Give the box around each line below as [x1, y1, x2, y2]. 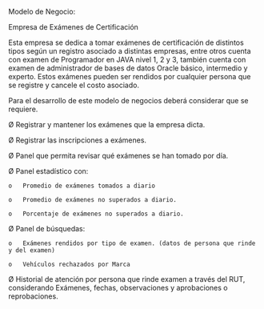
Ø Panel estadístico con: [8, 167, 89, 175]
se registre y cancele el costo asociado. [8, 80, 140, 90]
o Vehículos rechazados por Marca [8, 260, 130, 268]
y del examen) [8, 247, 56, 255]
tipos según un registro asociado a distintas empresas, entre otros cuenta [8, 46, 251, 55]
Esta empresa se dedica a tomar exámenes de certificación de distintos [8, 38, 244, 47]
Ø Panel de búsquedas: [8, 224, 86, 233]
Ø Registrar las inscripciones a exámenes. [8, 135, 146, 145]
